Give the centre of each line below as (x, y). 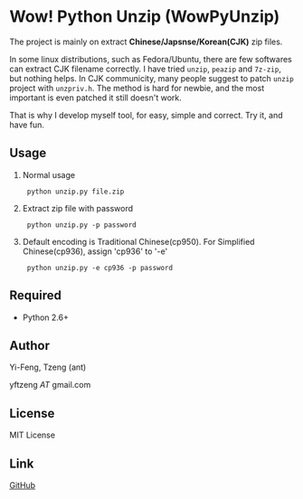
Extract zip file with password (78, 208)
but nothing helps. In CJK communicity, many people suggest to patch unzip (151, 78)
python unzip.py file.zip (76, 192)
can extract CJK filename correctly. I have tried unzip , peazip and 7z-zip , (146, 69)
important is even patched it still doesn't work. (96, 98)
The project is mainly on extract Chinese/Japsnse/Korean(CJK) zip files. (146, 42)
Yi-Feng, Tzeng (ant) (48, 367)
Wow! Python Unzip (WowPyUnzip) (145, 17)
